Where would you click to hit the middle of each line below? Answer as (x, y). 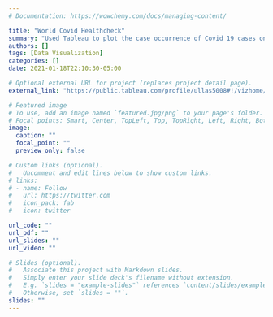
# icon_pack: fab (41, 203)
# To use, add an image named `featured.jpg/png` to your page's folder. (136, 113)
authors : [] (28, 46)
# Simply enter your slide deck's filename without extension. (121, 278)
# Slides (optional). (45, 263)
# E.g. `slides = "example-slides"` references (94, 285)
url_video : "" (32, 248)
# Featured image (38, 105)
